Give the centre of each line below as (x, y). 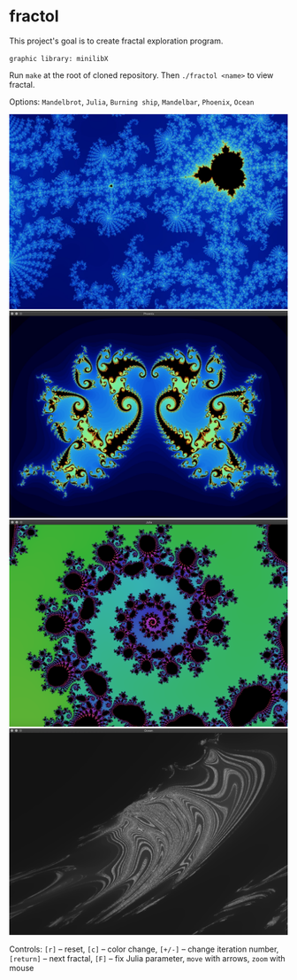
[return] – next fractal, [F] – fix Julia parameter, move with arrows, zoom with (147, 959)
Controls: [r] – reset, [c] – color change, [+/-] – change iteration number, (144, 949)
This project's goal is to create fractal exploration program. (116, 41)
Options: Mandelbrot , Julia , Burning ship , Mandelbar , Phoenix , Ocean (132, 101)
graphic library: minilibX (59, 58)
